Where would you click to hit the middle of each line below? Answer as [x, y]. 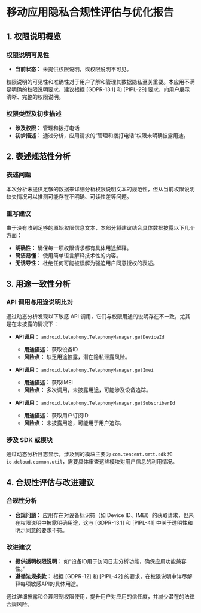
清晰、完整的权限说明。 [35, 97]
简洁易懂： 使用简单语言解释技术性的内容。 [68, 256]
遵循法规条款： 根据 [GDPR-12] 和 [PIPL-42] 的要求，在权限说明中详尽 [101, 576]
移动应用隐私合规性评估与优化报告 [90, 12]
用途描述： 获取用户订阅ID [56, 415]
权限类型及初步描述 [34, 113]
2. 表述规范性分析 [38, 156]
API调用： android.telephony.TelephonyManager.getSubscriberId [95, 402]
